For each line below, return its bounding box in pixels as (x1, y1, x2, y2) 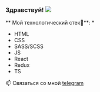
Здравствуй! (5, 6, 44, 14)
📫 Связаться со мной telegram (5, 80, 84, 87)
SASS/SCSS (14, 43, 44, 50)
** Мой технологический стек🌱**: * (5, 19, 95, 26)
